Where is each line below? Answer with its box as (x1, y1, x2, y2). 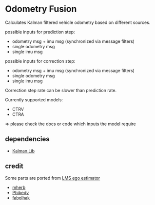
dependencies (5, 135, 50, 143)
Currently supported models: (5, 96, 63, 103)
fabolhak (12, 195, 30, 201)
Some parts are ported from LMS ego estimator (5, 175, 100, 181)
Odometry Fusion (5, 3, 77, 15)
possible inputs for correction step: (5, 58, 76, 64)
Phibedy (12, 189, 29, 195)
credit (5, 162, 23, 170)
